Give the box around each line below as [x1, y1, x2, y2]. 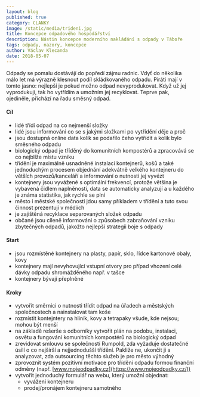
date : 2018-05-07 [6, 53, 50, 59]
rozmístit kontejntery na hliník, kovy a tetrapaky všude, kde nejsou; [14, 315, 179, 322]
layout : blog [6, 8, 39, 15]
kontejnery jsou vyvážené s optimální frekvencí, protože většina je [14, 178, 178, 185]
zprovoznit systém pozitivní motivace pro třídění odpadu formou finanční [14, 359, 194, 367]
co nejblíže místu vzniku [14, 153, 75, 160]
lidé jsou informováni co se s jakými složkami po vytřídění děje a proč [14, 128, 186, 135]
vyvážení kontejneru [23, 378, 74, 385]
